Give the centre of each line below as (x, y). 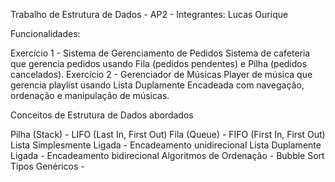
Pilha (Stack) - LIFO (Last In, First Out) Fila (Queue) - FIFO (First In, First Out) (168, 134)
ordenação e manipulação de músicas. (90, 95)
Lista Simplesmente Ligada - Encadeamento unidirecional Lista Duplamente (166, 145)
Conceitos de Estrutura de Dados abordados (102, 115)
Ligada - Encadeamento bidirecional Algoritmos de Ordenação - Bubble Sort (167, 155)
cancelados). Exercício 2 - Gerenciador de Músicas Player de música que (161, 74)
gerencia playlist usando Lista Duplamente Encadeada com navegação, (157, 85)
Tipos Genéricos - (47, 166)
